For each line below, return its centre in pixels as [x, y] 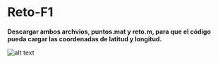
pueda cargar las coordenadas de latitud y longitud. [85, 38]
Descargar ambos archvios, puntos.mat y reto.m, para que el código [109, 31]
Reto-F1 [30, 12]
